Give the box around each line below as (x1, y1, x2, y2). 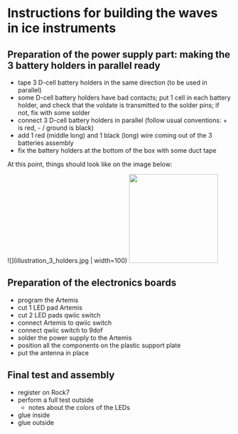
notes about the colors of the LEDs (28, 403, 130, 411)
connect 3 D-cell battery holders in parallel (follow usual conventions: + (17, 116, 227, 124)
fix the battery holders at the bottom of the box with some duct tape (17, 146, 217, 154)
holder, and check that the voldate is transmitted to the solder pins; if (17, 101, 220, 109)
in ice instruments (7, 20, 117, 36)
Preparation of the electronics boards (7, 277, 177, 289)
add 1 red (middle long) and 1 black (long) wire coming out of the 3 (17, 131, 212, 139)
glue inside (17, 411, 50, 419)
